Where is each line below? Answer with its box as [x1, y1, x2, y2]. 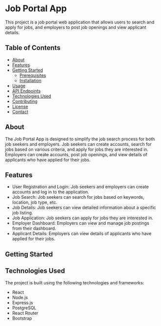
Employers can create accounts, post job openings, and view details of [5, 151, 147, 157]
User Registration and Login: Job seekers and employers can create [12, 184, 149, 190]
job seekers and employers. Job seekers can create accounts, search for [5, 141, 152, 147]
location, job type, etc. [12, 199, 58, 206]
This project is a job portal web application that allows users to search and [5, 19, 155, 25]
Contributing [12, 98, 38, 104]
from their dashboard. [12, 226, 56, 232]
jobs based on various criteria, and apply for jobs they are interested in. [5, 146, 149, 152]
